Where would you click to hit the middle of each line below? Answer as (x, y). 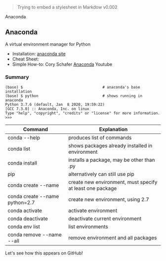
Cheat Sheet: (26, 59)
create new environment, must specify (113, 182)
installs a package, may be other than (112, 160)
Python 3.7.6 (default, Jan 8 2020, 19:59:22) (55, 105)
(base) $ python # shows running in (74, 96)
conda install (22, 163)
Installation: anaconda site (39, 53)
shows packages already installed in (110, 146)
